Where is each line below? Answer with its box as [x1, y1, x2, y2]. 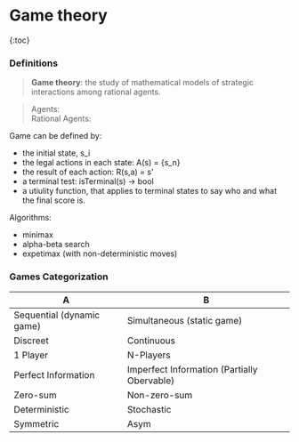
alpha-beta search [21, 239, 91, 250]
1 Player [13, 349, 49, 361]
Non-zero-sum [126, 389, 193, 401]
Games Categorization [9, 270, 109, 283]
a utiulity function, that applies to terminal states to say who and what [21, 186, 278, 197]
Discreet [13, 334, 49, 347]
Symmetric [13, 417, 60, 430]
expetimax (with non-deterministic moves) [21, 248, 178, 259]
